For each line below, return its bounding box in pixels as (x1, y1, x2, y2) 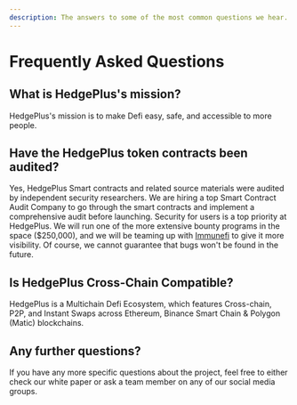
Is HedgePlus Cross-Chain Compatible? (9, 275, 234, 290)
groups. (9, 386, 38, 397)
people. (9, 119, 37, 130)
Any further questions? (9, 344, 141, 359)
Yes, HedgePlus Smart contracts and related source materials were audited (9, 183, 285, 194)
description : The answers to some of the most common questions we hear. (9, 12, 289, 22)
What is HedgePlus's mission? (9, 86, 181, 102)
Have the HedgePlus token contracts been (9, 146, 248, 161)
